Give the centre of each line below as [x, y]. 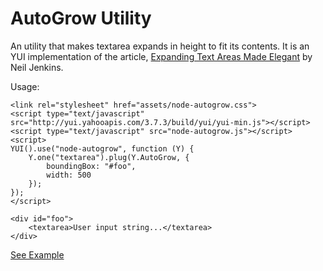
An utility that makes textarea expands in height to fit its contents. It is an [160, 46]
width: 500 [69, 175]
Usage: [25, 86]
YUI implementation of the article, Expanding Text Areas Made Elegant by [161, 56]
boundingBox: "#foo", [91, 166]
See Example [37, 254]
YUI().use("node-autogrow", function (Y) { [102, 148]
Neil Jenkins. [37, 67]
